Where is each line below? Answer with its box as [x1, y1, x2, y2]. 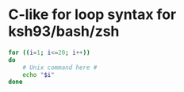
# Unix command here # [22, 63, 98, 71]
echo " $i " [22, 71, 56, 79]
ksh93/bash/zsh [8, 22, 120, 40]
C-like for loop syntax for [8, 6, 177, 24]
